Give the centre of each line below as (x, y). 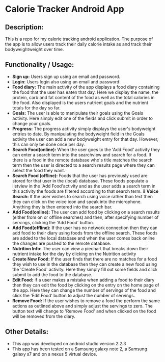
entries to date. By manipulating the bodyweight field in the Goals (78, 134)
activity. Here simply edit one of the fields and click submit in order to (82, 118)
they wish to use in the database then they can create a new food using (84, 264)
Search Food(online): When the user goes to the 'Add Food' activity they (86, 149)
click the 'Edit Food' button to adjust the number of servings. (73, 295)
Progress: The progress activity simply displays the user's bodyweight (84, 129)
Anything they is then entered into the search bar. (62, 207)
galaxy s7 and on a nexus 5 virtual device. (55, 354)
